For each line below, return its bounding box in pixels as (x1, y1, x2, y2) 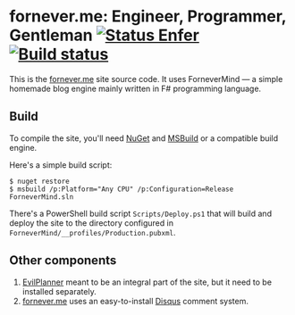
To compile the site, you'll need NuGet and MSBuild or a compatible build (9, 132, 279, 144)
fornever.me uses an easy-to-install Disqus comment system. (21, 295, 249, 306)
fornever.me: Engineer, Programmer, (9, 6, 287, 27)
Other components (9, 253, 117, 269)
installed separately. (21, 286, 97, 296)
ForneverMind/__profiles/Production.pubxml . (9, 227, 176, 237)
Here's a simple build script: (9, 159, 113, 170)
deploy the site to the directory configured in (9, 217, 174, 228)
